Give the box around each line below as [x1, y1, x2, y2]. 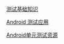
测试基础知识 [6, 5, 38, 12]
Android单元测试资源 [6, 31, 58, 38]
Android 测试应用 [6, 18, 49, 26]
